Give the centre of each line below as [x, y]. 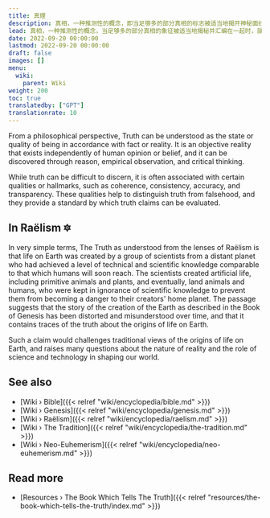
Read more [36, 478]
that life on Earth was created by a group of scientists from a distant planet [132, 256]
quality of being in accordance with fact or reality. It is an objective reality [130, 144]
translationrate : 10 [43, 113]
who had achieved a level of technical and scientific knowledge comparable [134, 264]
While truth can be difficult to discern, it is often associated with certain [127, 177]
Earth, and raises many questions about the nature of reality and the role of [133, 348]
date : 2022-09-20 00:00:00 [53, 38]
